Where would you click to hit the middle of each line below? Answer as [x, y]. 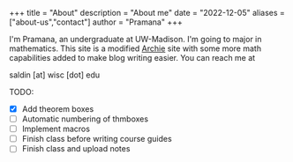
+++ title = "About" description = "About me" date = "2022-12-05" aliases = [147, 13]
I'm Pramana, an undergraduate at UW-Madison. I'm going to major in [135, 39]
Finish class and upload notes [76, 149]
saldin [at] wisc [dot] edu [55, 75]
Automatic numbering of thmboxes [85, 119]
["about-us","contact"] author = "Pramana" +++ [96, 22]
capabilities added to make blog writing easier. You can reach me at [132, 58]
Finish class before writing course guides [97, 139]
